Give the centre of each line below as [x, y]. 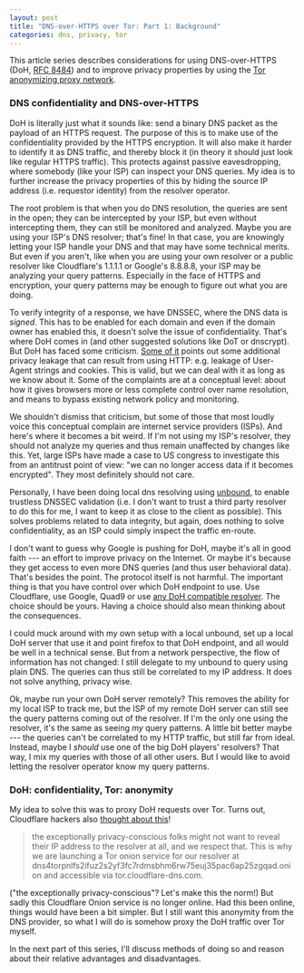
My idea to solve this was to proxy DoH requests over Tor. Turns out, [137, 809]
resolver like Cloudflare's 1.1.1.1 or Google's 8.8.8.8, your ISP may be [135, 266]
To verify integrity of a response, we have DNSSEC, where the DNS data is [149, 312]
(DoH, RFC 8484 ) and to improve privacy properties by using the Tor [137, 70]
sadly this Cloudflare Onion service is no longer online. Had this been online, [152, 902]
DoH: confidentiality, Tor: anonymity [92, 790]
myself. [23, 931]
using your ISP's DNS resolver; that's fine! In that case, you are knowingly [147, 237]
